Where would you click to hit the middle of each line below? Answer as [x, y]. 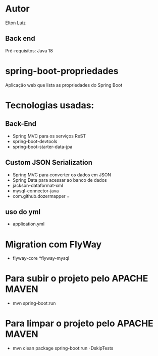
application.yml [28, 224]
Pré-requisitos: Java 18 [29, 50]
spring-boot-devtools [35, 141]
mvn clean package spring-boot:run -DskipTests [63, 348]
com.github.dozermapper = [41, 196]
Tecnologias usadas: [50, 105]
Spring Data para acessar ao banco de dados [60, 180]
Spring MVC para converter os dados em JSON [62, 175]
